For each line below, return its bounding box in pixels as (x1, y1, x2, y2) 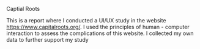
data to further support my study (6, 36, 89, 43)
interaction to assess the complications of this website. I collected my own (6, 30, 194, 37)
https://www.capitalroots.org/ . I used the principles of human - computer (6, 24, 190, 30)
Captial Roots (6, 5, 40, 12)
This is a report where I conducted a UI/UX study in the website (6, 17, 166, 24)
